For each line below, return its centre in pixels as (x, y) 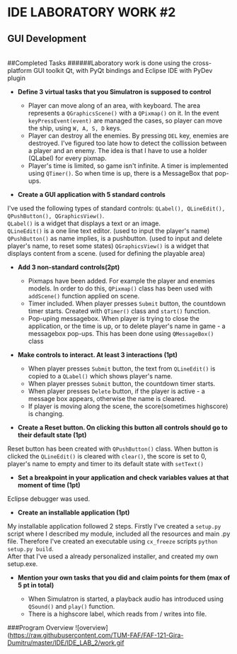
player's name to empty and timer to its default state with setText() (105, 464)
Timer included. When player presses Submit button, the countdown (127, 303)
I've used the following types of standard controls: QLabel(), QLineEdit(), (116, 208)
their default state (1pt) (52, 435)
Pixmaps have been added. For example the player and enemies (122, 281)
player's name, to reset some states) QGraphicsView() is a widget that (108, 246)
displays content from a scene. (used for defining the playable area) (106, 253)
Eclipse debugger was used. (49, 499)
